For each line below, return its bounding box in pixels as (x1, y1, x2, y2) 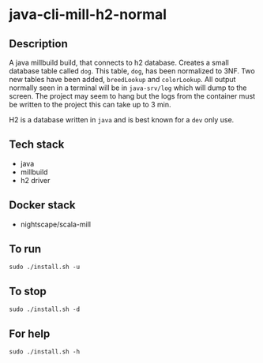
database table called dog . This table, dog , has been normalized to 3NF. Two (9, 66, 255, 76)
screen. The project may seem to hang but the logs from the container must (9, 92, 256, 100)
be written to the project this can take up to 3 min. (9, 100, 171, 109)
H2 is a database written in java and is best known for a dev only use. (9, 115, 235, 124)
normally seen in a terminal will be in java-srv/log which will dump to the (9, 83, 247, 92)
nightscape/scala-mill (20, 219, 92, 229)
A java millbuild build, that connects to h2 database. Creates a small (9, 58, 230, 67)
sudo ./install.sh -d (9, 305, 81, 313)
